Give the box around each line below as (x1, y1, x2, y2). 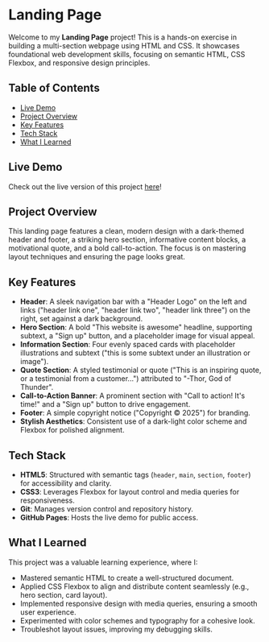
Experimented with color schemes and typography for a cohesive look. (19, 615, 255, 625)
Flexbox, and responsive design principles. (8, 58, 151, 68)
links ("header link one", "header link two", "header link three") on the (19, 305, 251, 315)
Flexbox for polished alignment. (19, 425, 125, 435)
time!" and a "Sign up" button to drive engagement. (19, 400, 191, 409)
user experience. (19, 607, 77, 617)
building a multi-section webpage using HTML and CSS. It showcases (8, 40, 240, 50)
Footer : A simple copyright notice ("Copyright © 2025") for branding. (19, 408, 251, 418)
